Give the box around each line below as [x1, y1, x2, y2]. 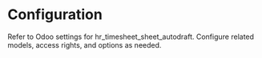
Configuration [7, 6, 103, 24]
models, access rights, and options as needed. [7, 40, 162, 49]
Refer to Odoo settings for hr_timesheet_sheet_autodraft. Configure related [7, 32, 254, 41]
